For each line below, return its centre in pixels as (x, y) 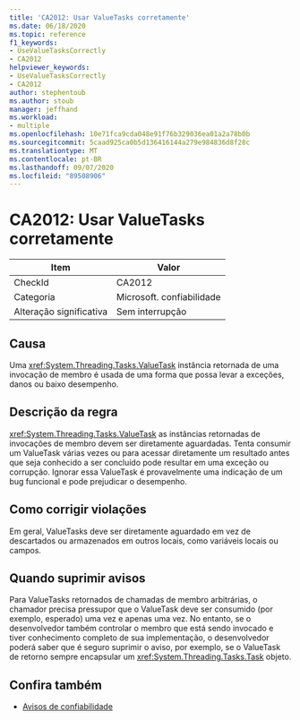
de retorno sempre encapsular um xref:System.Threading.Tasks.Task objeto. (150, 657)
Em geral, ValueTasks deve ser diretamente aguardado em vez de (130, 531)
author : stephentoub (48, 92)
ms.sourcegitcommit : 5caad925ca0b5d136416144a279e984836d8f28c (130, 142)
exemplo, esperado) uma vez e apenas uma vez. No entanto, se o (130, 619)
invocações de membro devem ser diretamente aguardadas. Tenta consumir (150, 443)
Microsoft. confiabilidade (168, 297)
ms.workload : (34, 117)
